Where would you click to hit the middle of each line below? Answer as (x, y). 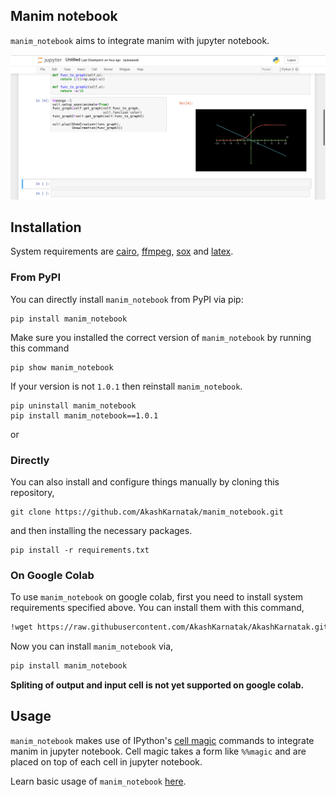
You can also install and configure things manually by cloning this (145, 482)
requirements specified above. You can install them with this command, (157, 608)
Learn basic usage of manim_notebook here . (98, 781)
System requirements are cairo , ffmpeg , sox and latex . (122, 251)
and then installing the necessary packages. (101, 531)
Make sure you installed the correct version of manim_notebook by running (161, 337)
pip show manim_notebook (62, 367)
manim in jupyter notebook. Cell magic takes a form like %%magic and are (158, 751)
